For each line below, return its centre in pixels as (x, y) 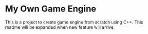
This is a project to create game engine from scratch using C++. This (74, 22)
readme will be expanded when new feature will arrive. (60, 27)
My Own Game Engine (51, 9)
